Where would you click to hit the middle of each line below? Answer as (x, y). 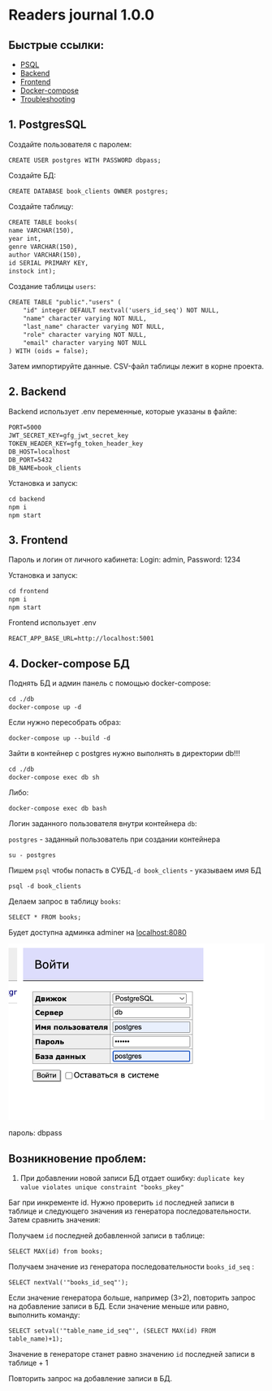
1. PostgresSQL (47, 125)
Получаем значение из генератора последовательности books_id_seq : (131, 1266)
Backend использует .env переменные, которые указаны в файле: (123, 411)
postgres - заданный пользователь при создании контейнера (114, 839)
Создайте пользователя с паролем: (70, 144)
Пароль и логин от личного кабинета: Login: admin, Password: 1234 (125, 560)
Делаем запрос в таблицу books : (65, 902)
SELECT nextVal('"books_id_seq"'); (69, 1283)
